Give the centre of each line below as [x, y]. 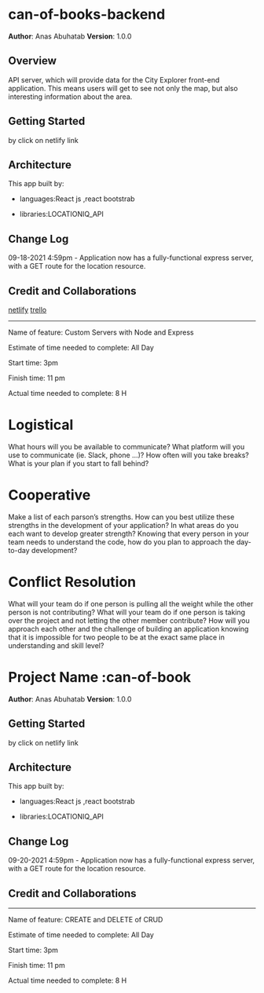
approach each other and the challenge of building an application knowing [128, 628]
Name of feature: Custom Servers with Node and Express [101, 332]
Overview [33, 61]
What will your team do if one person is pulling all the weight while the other [131, 603]
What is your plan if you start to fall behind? [79, 463]
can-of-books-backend [87, 15]
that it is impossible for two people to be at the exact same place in [117, 637]
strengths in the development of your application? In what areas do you [123, 525]
